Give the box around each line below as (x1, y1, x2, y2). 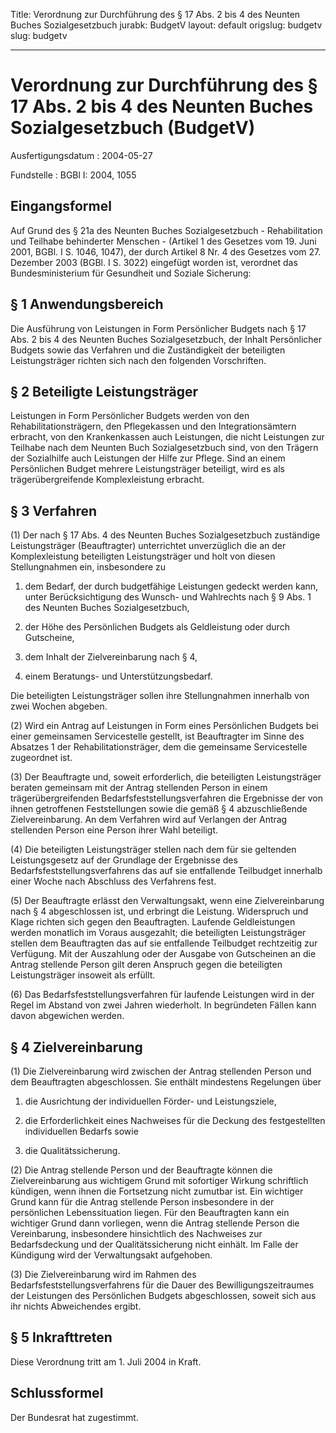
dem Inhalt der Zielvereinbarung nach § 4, (24, 651, 198, 663)
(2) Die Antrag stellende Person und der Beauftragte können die (10, 1164, 273, 1176)
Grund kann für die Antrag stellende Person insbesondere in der (10, 1196, 275, 1208)
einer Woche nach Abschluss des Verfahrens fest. (10, 875, 217, 888)
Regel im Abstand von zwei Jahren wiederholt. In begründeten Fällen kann (10, 999, 317, 1011)
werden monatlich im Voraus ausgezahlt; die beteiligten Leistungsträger (10, 927, 307, 939)
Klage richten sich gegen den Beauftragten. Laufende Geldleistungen (10, 916, 296, 928)
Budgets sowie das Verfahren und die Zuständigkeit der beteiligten (10, 344, 286, 356)
